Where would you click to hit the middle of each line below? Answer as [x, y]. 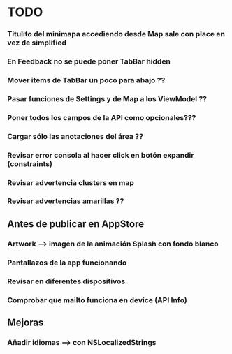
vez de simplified [37, 43]
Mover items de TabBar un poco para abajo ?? [86, 80]
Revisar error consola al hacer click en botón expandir [101, 155]
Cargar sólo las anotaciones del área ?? [75, 136]
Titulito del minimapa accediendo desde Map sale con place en [116, 34]
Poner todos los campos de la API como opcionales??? [102, 117]
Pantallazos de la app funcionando [67, 263]
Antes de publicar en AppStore [76, 224]
